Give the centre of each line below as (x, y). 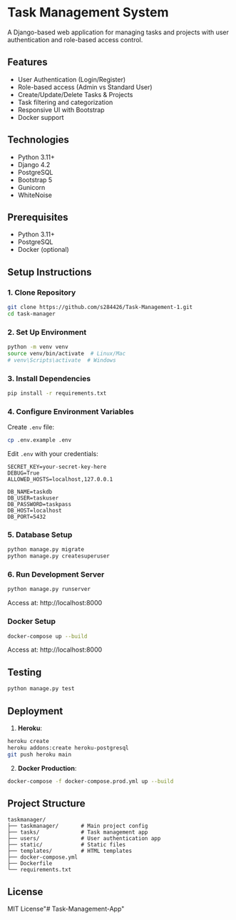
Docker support (41, 117)
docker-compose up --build (47, 636)
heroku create (29, 741)
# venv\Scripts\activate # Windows (62, 360)
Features (27, 62)
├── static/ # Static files (67, 845)
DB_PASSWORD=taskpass (40, 505)
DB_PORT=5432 (27, 517)
